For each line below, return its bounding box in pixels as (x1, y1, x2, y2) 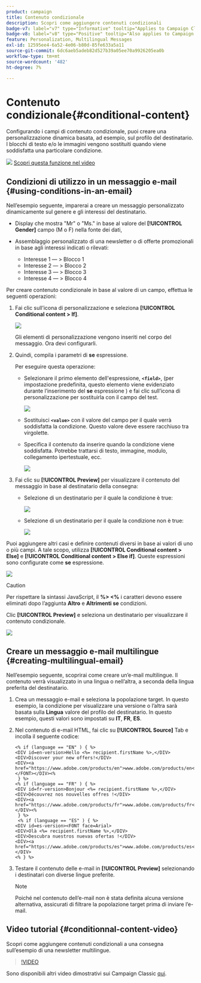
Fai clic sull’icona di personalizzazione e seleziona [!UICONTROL (14, 305, 175, 312)
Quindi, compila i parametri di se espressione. (14, 351, 129, 359)
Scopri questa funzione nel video (13, 159, 96, 166)
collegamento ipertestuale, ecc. (23, 454, 102, 461)
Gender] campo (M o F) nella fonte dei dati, (14, 226, 123, 233)
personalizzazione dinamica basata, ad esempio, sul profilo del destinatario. (6, 134, 193, 141)
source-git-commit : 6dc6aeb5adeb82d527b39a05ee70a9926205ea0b (6, 48, 165, 54)
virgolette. (23, 429, 49, 437)
